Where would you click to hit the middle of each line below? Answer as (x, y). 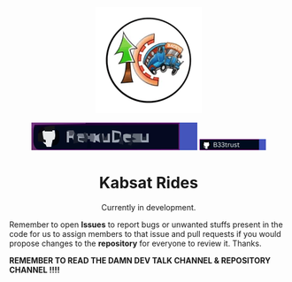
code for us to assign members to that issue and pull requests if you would (145, 233)
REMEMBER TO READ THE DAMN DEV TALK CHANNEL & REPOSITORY (140, 260)
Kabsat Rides (149, 183)
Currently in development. (149, 207)
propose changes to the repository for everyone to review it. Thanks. (135, 243)
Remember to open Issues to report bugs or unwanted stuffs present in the (146, 225)
